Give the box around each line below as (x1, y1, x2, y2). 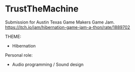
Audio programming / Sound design (12, 61, 84, 67)
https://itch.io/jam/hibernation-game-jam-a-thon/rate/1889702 (5, 24, 130, 30)
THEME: (5, 34, 21, 39)
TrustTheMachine (5, 3, 79, 14)
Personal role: (5, 52, 33, 58)
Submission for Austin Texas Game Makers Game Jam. (5, 19, 115, 25)
